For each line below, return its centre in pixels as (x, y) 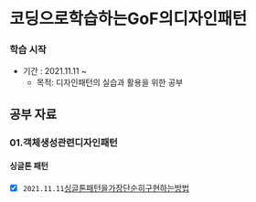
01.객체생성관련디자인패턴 (64, 143)
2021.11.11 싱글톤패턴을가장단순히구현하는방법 (106, 188)
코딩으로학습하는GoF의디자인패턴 (128, 19)
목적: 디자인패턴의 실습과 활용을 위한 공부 (110, 82)
